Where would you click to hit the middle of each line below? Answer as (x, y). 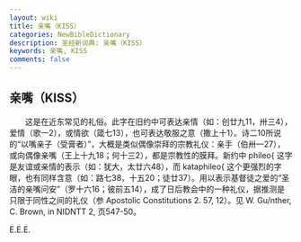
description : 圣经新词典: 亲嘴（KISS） (78, 43)
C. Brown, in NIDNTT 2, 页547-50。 (75, 211)
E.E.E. (20, 229)
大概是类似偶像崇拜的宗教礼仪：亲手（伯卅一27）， (192, 144)
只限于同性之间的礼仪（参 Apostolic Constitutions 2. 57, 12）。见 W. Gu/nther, (150, 200)
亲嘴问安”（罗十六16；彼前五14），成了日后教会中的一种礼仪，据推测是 (155, 189)
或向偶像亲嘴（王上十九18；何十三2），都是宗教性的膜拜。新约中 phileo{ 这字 (151, 155)
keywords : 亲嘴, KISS (49, 51)
